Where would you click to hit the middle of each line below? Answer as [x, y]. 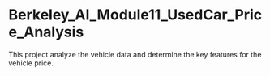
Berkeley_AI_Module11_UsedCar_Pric [135, 15]
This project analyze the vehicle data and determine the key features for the [135, 54]
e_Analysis [46, 32]
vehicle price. [31, 63]
